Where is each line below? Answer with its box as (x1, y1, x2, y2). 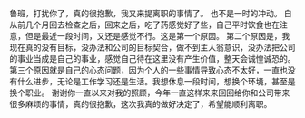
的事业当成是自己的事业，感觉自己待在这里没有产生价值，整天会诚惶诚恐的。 (9, 54, 296, 64)
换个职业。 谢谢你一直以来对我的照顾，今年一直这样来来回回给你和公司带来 (9, 87, 290, 98)
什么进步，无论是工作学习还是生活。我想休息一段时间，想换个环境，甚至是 (16, 76, 296, 86)
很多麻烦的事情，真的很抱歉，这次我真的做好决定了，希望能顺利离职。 (9, 99, 272, 109)
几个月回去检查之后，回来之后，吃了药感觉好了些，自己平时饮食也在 (25, 19, 280, 30)
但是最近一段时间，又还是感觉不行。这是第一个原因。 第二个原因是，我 (25, 31, 290, 41)
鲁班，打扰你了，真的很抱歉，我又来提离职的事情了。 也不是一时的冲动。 (9, 8, 282, 18)
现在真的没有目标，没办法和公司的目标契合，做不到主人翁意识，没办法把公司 (9, 42, 296, 53)
